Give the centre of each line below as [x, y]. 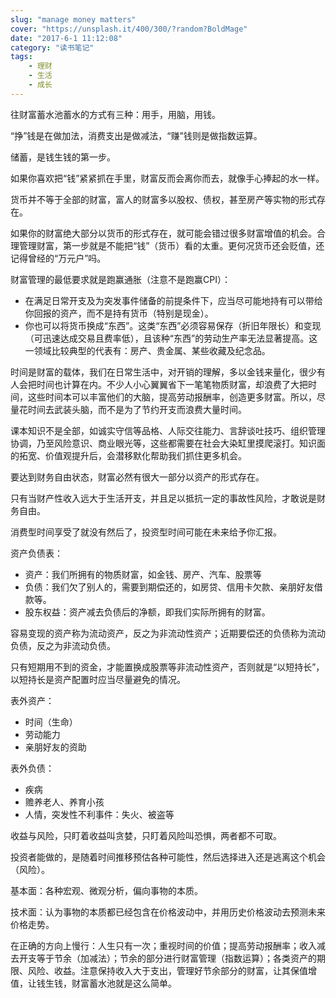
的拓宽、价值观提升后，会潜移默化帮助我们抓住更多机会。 [128, 455]
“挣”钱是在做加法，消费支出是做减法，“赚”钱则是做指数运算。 [136, 135]
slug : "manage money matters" [73, 19]
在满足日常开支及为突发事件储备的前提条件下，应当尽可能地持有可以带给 [173, 300]
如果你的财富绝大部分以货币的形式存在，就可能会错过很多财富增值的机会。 [163, 233]
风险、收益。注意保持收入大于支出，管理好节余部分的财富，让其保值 [167, 970]
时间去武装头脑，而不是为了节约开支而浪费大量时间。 [137, 409]
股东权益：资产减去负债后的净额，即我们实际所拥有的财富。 [147, 612]
